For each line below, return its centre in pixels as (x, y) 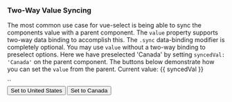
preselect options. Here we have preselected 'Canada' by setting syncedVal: (116, 54)
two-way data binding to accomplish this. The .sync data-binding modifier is (116, 40)
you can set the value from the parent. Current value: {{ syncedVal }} (106, 69)
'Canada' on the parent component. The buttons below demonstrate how (111, 62)
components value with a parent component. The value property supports (113, 32)
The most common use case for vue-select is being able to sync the (105, 25)
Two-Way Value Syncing (50, 10)
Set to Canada (89, 91)
